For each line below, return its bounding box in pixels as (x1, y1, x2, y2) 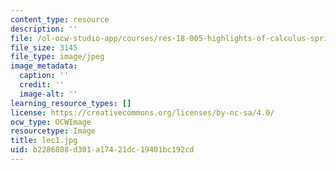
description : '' (10, 24, 78, 34)
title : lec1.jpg (10, 136, 78, 146)
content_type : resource (10, 14, 110, 25)
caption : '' (19, 71, 70, 81)
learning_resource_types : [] (10, 98, 132, 108)
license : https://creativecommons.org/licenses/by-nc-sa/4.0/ (10, 107, 275, 118)
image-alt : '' (19, 89, 78, 99)
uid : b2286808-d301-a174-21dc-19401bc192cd (10, 145, 195, 155)
